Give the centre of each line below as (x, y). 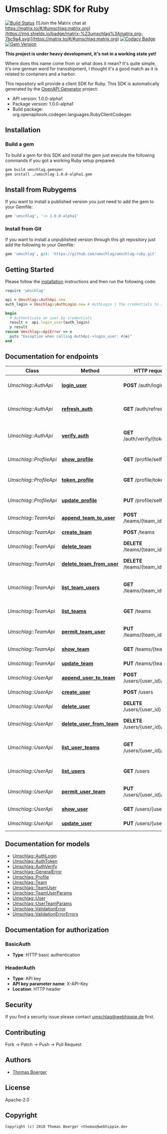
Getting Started (30, 270)
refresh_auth (77, 409)
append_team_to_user (88, 518)
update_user (77, 823)
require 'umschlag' (25, 291)
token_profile (78, 480)
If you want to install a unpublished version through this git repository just (80, 239)
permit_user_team (83, 792)
